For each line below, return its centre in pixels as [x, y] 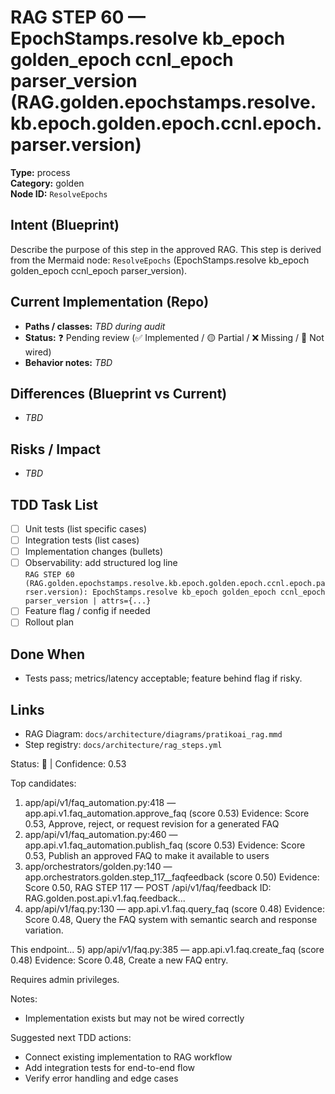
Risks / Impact [56, 449]
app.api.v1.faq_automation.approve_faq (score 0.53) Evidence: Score [167, 813]
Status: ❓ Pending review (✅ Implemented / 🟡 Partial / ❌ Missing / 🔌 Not [174, 337]
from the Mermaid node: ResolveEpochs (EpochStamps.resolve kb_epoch [160, 260]
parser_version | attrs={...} [88, 601]
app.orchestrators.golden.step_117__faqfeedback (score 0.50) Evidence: [172, 877]
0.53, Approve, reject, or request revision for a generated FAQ [152, 824]
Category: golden [47, 183]
